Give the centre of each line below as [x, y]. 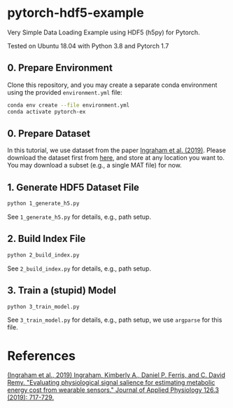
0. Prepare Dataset [49, 134]
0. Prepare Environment [60, 68]
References [41, 356]
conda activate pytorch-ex [47, 111]
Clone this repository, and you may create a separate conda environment [112, 85]
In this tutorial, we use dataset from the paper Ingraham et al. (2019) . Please [116, 150]
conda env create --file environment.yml [69, 105]
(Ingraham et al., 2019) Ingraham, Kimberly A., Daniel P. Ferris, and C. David [116, 375]
